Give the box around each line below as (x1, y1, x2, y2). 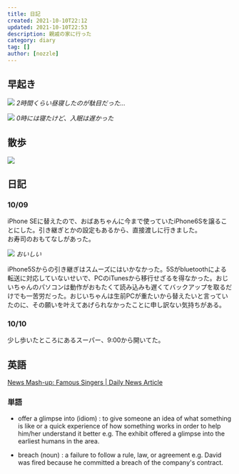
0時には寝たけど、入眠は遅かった (16, 113, 114, 122)
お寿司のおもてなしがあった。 (7, 235, 95, 243)
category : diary (7, 37, 56, 44)
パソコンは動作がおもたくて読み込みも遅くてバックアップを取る (38, 283, 226, 292)
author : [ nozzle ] (7, 51, 59, 58)
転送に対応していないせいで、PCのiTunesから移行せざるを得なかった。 (7, 274, 216, 282)
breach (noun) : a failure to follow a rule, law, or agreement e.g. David (17, 450, 222, 459)
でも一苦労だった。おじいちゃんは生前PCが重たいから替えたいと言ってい (13, 292, 228, 300)
